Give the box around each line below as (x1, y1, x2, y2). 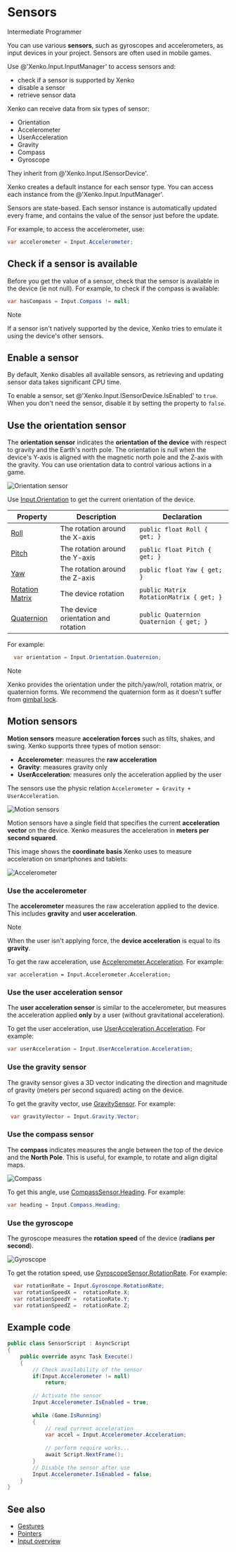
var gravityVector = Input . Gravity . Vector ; (10, 1112, 140, 1120)
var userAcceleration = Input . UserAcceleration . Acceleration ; (7, 1046, 193, 1053)
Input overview (17, 1537, 61, 1546)
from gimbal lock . (7, 695, 58, 703)
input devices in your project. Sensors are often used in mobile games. (7, 49, 212, 57)
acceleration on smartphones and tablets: (7, 854, 128, 863)
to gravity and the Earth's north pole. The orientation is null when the (7, 446, 206, 454)
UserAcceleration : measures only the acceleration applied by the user (17, 770, 222, 778)
